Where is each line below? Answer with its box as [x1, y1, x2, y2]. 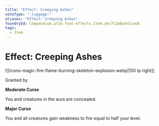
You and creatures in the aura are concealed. [5, 96, 97, 102]
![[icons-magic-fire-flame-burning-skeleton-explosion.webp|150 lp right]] [5, 67, 155, 73]
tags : [5, 26, 16, 31]
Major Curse [5, 105, 31, 111]
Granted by [5, 77, 28, 83]
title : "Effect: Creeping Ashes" [5, 7, 74, 12]
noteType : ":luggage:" [5, 12, 52, 17]
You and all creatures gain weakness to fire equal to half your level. [5, 115, 141, 121]
